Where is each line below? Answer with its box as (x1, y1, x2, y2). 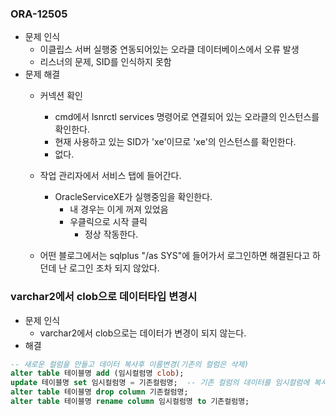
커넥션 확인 (39, 90, 83, 102)
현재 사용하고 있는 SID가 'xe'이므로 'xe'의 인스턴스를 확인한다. (54, 136, 297, 148)
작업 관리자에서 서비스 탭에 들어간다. (39, 170, 182, 182)
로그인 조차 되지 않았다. (69, 262, 160, 274)
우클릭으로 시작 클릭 (69, 216, 148, 228)
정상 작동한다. (84, 228, 139, 241)
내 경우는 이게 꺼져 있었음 (69, 203, 169, 216)
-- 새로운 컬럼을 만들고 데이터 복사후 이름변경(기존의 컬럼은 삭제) (10, 359, 250, 369)
